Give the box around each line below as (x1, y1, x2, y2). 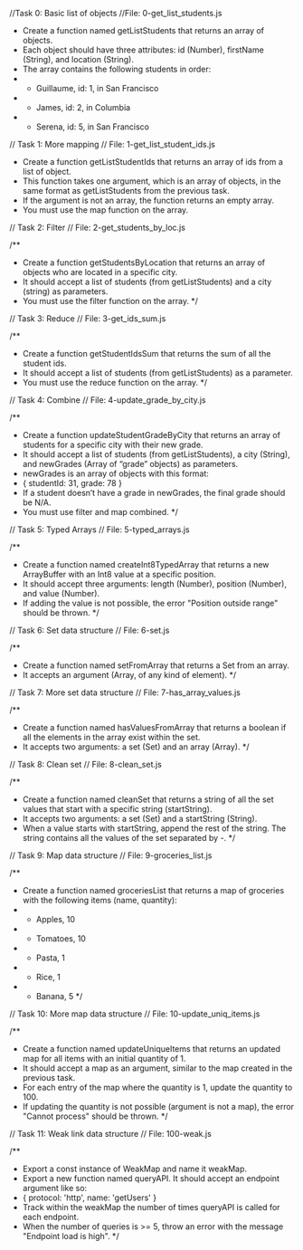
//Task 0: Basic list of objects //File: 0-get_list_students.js (9, 8, 223, 18)
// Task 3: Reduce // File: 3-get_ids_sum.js (9, 313, 166, 324)
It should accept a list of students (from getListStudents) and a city (22, 276, 272, 287)
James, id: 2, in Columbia (35, 102, 131, 112)
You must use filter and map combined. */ (22, 507, 178, 517)
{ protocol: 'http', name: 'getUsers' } (22, 1192, 156, 1203)
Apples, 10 (35, 914, 75, 924)
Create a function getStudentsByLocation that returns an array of (22, 257, 265, 268)
